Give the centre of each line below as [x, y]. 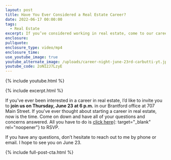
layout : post [19, 10]
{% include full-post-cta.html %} [39, 152]
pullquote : [17, 43]
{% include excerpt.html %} [34, 91]
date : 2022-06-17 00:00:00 [34, 19]
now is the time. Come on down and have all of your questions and [75, 116]
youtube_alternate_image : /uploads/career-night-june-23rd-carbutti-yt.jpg [87, 62]
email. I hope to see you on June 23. [43, 143]
